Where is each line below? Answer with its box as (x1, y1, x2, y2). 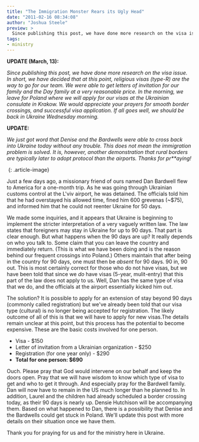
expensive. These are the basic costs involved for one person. (6, 326, 158, 333)
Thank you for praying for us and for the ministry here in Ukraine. (6, 429, 165, 436)
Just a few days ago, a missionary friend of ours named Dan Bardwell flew (6, 178, 188, 185)
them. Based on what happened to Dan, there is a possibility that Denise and (6, 405, 193, 412)
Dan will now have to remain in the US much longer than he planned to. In (6, 386, 185, 393)
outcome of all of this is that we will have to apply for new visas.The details (6, 313, 189, 320)
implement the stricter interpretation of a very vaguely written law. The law (6, 220, 188, 227)
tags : (6, 36, 20, 42)
